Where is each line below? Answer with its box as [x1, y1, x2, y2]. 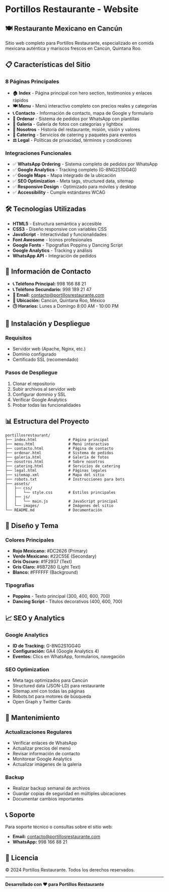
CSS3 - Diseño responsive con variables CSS [12, 226, 107, 232]
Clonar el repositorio [12, 381, 55, 387]
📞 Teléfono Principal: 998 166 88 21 [12, 281, 87, 287]
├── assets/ [5, 481, 30, 486]
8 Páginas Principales [5, 78, 59, 85]
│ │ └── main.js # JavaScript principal [5, 499, 118, 504]
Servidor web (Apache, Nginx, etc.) [12, 346, 86, 352]
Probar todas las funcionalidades [12, 402, 81, 408]
